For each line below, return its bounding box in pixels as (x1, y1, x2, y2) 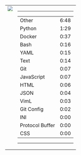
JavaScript (20, 74, 45, 80)
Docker (20, 33, 37, 40)
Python (20, 25, 37, 32)
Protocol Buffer (20, 122, 55, 129)
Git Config (20, 106, 43, 112)
